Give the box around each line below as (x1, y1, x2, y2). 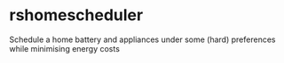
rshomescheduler (9, 5, 144, 25)
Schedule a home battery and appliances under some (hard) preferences (9, 34, 276, 45)
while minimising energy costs (9, 43, 120, 53)
